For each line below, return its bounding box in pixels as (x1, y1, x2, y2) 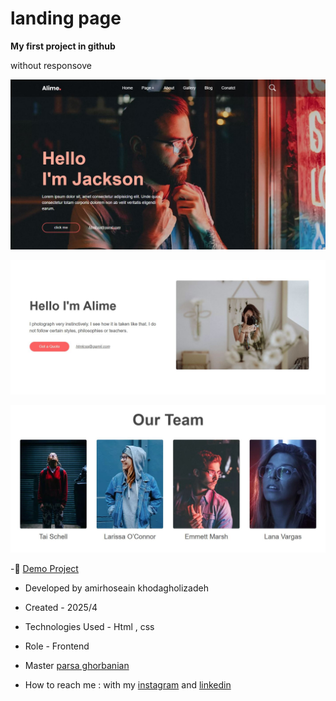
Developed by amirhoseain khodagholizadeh (24, 582, 209, 594)
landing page (10, 7, 122, 30)
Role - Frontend (24, 640, 90, 652)
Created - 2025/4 (24, 601, 98, 613)
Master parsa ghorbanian (24, 659, 130, 671)
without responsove (10, 59, 92, 71)
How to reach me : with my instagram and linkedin (24, 678, 232, 691)
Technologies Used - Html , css (24, 620, 155, 632)
